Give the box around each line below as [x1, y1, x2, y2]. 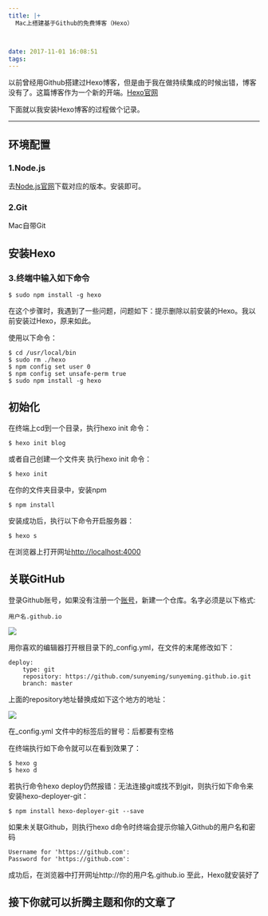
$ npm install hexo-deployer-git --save [8, 807, 145, 815]
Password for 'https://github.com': [8, 855, 130, 863]
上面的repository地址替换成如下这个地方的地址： [8, 694, 168, 704]
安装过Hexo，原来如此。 [14, 316, 96, 326]
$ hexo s [8, 531, 37, 539]
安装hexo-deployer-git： [8, 791, 89, 800]
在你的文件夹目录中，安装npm [8, 484, 108, 495]
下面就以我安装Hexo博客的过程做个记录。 [8, 105, 144, 114]
